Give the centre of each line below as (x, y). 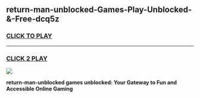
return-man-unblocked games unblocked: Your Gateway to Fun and (92, 82)
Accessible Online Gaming (40, 88)
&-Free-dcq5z (33, 19)
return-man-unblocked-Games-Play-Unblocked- (99, 10)
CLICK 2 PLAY (27, 58)
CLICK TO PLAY (29, 36)
